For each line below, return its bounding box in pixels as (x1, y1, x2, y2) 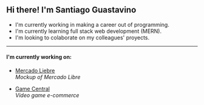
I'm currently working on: (6, 53, 72, 61)
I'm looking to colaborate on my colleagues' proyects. (15, 33, 150, 41)
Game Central (15, 85, 50, 93)
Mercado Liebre (15, 67, 55, 75)
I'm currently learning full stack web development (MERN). (15, 27, 162, 35)
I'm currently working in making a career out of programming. (15, 21, 170, 28)
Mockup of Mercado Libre (15, 73, 81, 81)
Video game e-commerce (15, 92, 80, 99)
